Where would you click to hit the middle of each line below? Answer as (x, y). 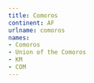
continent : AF (32, 23)
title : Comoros (33, 15)
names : (19, 38)
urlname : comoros (37, 30)
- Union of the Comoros (47, 52)
